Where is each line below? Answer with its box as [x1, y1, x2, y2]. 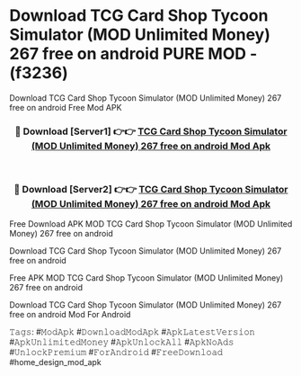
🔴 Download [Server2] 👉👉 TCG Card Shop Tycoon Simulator [13, 184, 288, 196]
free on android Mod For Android [9, 309, 131, 319]
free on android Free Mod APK [9, 102, 122, 112]
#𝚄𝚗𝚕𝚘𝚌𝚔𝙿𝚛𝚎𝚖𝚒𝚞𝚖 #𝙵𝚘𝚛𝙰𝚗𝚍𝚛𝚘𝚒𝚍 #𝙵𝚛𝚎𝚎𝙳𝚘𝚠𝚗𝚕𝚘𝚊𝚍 [9, 346, 223, 357]
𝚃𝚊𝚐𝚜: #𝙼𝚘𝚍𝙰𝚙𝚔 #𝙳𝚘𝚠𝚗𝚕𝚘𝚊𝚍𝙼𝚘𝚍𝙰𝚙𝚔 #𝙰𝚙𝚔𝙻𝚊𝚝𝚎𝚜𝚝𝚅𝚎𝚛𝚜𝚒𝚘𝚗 [9, 326, 256, 337]
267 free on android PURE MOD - [9, 44, 258, 64]
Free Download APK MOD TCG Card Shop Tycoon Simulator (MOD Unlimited [9, 218, 293, 229]
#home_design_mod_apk [9, 356, 102, 367]
